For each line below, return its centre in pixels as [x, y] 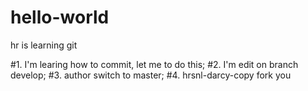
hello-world [60, 17]
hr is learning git [44, 45]
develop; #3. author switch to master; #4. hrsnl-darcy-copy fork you [151, 75]
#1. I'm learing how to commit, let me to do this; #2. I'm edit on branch [154, 64]
